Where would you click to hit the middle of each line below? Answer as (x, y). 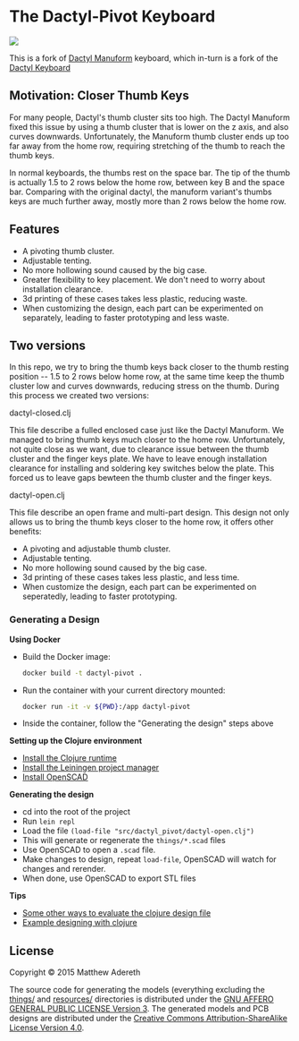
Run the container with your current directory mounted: (124, 690)
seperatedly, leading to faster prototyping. (100, 596)
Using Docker (35, 639)
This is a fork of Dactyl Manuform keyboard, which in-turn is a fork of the (144, 58)
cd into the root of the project (76, 812)
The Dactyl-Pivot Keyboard (112, 17)
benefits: (25, 532)
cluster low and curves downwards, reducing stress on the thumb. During (144, 386)
